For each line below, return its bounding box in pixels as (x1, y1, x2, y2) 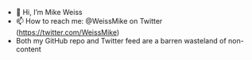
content (15, 44, 41, 54)
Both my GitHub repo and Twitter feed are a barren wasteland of (15, 36, 227, 45)
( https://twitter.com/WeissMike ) (15, 28, 120, 37)
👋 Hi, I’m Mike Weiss (15, 8, 83, 17)
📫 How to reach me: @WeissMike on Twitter (15, 17, 163, 25)
